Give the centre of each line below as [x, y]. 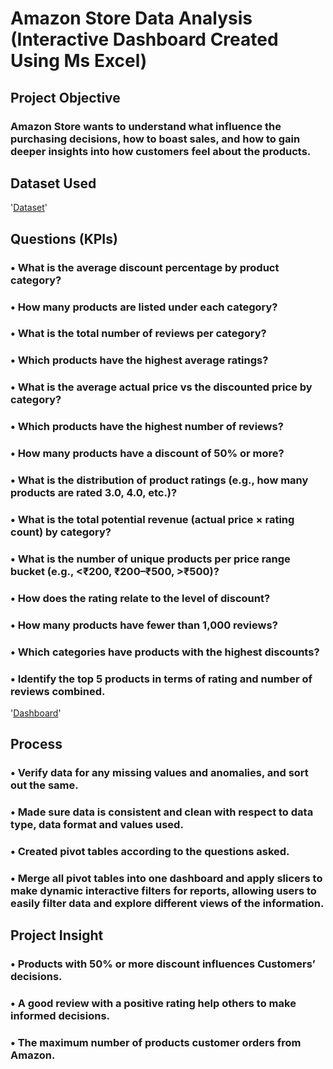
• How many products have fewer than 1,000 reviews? [144, 625]
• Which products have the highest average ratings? [139, 360]
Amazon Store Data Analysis [131, 18]
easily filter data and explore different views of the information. [167, 904]
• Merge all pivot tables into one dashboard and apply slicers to [166, 879]
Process [36, 744]
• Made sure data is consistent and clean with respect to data [162, 812]
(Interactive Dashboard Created [144, 39]
